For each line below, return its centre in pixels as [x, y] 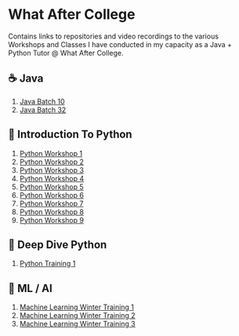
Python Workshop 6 [52, 195]
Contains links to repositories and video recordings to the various [114, 36]
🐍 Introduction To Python [70, 135]
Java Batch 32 [43, 110]
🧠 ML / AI [30, 288]
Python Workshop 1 [51, 153]
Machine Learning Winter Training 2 [77, 316]
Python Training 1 [47, 264]
